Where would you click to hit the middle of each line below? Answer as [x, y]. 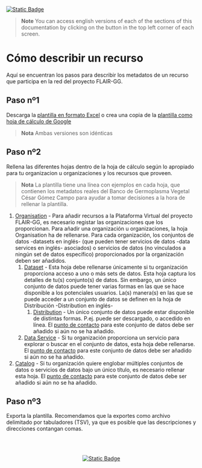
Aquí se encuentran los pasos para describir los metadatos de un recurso [97, 75]
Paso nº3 [24, 401]
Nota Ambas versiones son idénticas [67, 133]
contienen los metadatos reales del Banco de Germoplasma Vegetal [105, 191]
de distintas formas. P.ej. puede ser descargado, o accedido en [112, 318]
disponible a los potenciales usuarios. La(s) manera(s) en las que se [108, 292]
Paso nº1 [23, 101]
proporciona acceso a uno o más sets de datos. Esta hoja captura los [110, 273]
